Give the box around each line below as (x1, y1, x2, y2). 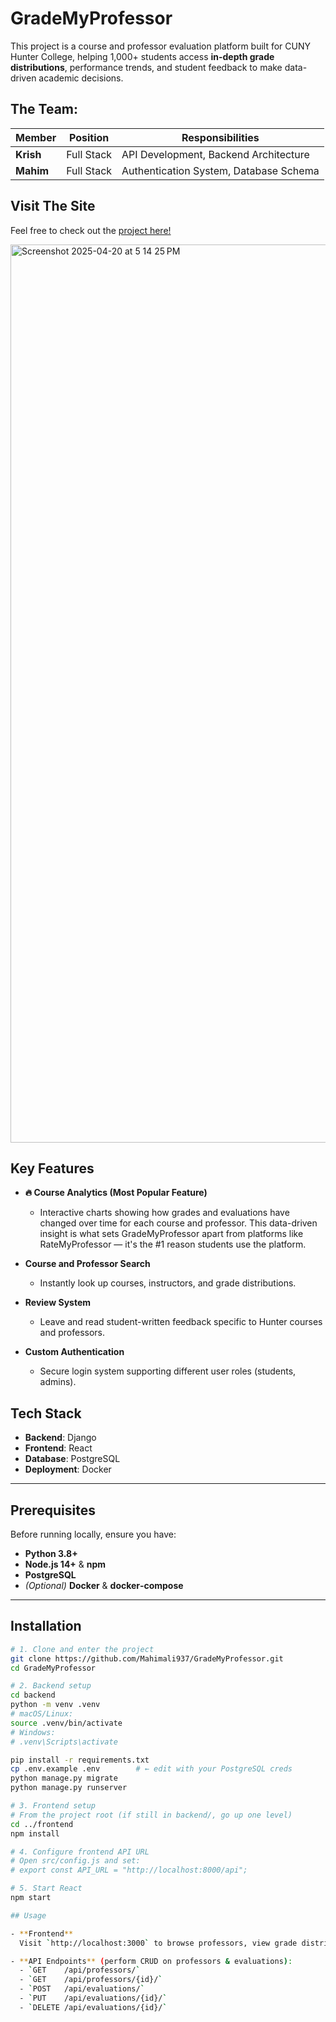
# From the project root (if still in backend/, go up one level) (10, 1810, 293, 1820)
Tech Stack (10, 1405, 82, 1422)
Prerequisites (10, 1502, 96, 1519)
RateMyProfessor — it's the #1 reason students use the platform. (39, 1238, 307, 1251)
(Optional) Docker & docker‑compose (24, 1580, 184, 1591)
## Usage (10, 1910, 47, 1921)
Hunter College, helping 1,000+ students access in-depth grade (10, 50, 275, 62)
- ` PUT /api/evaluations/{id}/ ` (19, 1993, 168, 2004)
